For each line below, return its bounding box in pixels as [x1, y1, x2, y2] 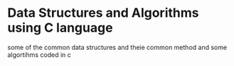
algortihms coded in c [7, 51, 71, 59]
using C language [7, 20, 113, 36]
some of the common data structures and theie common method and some [7, 43, 228, 51]
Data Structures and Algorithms [7, 5, 199, 21]
